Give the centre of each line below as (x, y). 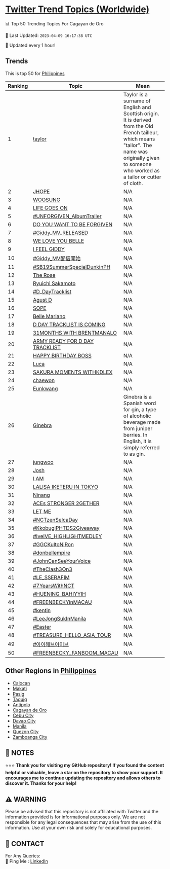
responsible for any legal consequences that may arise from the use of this (83, 822)
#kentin (42, 610)
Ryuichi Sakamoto (54, 283)
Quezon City (26, 732)
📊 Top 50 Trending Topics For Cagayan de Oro (54, 23)
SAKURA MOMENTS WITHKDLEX (73, 372)
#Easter (42, 627)
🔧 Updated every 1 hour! (30, 45)
